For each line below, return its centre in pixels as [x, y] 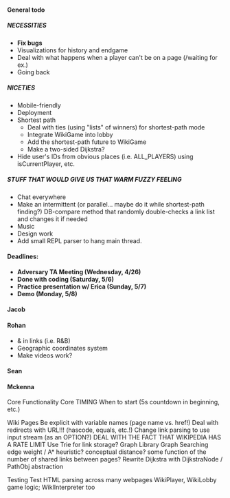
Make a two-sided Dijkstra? [66, 149]
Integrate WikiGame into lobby [70, 134]
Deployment [34, 112]
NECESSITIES [27, 25]
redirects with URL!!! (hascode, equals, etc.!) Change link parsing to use [109, 430]
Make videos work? [45, 355]
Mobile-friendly [39, 105]
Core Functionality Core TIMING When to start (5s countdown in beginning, [113, 402]
